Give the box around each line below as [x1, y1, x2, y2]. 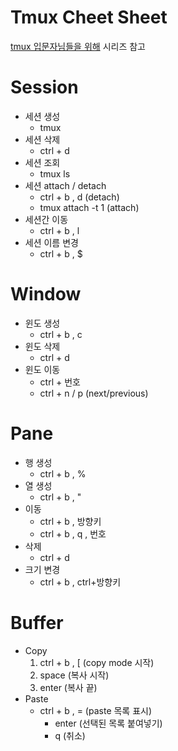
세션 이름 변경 [24, 236, 79, 248]
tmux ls [39, 167, 71, 180]
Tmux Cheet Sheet [10, 6, 168, 29]
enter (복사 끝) [39, 681, 98, 693]
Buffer [10, 611, 64, 634]
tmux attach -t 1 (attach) [39, 201, 140, 213]
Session [10, 76, 79, 99]
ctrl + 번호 [39, 376, 81, 388]
